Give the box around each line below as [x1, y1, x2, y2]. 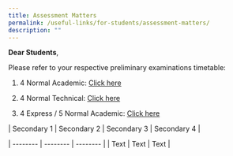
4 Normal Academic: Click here [19, 78, 122, 87]
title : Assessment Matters [8, 11, 97, 20]
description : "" [8, 26, 62, 34]
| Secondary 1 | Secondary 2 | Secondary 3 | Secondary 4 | [8, 124, 201, 134]
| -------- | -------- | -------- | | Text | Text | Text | [8, 139, 171, 149]
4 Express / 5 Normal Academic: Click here [19, 109, 160, 118]
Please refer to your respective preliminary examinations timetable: [8, 63, 227, 72]
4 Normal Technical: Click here [19, 94, 121, 103]
